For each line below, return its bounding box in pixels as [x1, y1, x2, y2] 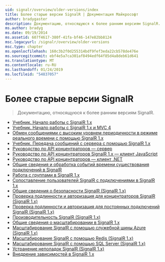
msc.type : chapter [5, 44, 43, 49]
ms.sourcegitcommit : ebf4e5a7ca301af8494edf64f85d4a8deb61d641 [5, 53, 139, 59]
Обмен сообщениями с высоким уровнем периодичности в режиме [12, 130, 158, 135]
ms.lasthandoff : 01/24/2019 [5, 67, 63, 72]
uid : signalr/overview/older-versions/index [5, 7, 99, 12]
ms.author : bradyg [5, 26, 43, 31]
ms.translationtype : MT [5, 58, 55, 63]
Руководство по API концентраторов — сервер [12, 145, 112, 151]
